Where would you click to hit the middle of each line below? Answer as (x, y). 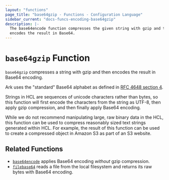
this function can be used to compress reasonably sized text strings (75, 122)
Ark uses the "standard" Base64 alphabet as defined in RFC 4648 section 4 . (84, 87)
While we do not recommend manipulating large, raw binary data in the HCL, (84, 117)
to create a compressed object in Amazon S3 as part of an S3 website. (78, 133)
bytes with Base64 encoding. (43, 172)
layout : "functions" (27, 10)
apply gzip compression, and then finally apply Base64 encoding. (73, 107)
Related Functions (34, 149)
